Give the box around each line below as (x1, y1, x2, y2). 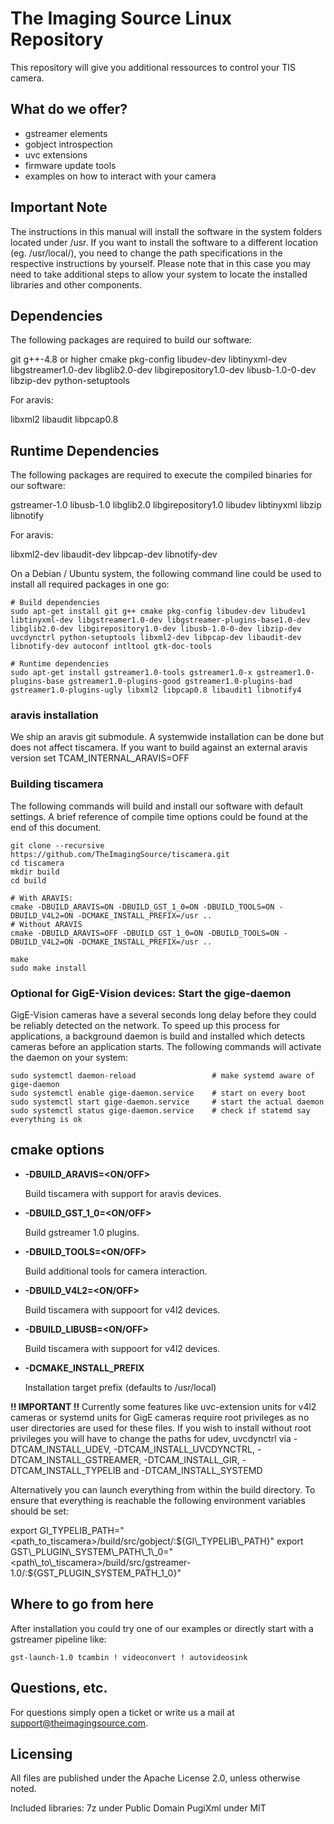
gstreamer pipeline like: (10, 1633, 107, 1645)
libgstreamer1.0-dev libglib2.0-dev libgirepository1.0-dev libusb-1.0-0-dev (10, 364, 317, 376)
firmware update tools (24, 159, 117, 171)
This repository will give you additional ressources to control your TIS (10, 61, 296, 73)
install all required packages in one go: (10, 578, 170, 591)
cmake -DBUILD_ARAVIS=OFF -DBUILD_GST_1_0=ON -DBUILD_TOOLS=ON (10, 928, 280, 938)
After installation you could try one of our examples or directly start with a (10, 1622, 314, 1634)
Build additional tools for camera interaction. (24, 1265, 208, 1277)
